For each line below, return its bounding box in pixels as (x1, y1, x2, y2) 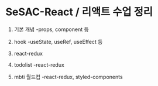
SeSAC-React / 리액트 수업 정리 (5, 5, 153, 19)
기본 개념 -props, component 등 (13, 26, 89, 33)
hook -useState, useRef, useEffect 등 (13, 38, 103, 45)
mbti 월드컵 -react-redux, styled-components (13, 73, 123, 80)
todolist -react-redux (13, 61, 65, 68)
